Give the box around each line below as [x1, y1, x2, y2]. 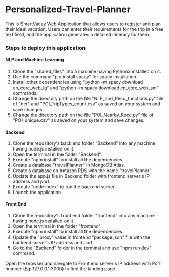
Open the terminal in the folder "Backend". [12, 151, 102, 157]
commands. [12, 90, 38, 96]
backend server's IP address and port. [12, 240, 94, 246]
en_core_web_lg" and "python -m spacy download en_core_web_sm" [12, 84, 159, 91]
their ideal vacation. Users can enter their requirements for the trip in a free [5, 26, 164, 32]
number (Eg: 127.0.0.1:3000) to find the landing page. [5, 266, 117, 272]
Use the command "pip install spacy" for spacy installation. [12, 74, 138, 80]
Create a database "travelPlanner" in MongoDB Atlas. [12, 162, 125, 168]
